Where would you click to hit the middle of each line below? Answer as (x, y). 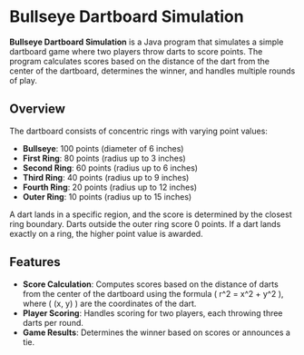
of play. (24, 80)
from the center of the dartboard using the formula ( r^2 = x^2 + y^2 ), (153, 293)
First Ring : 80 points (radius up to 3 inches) (104, 158)
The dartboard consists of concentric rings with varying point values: (138, 131)
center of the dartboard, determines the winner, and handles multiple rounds (152, 71)
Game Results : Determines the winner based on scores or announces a (156, 332)
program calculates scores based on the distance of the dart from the (140, 61)
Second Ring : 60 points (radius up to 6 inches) (110, 168)
